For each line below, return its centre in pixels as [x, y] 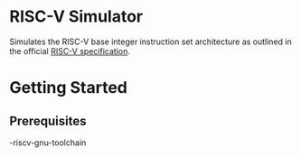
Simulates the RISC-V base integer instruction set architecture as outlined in [150, 42]
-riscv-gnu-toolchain [48, 143]
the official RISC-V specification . [70, 51]
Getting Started [69, 88]
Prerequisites [48, 120]
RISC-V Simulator [76, 17]
